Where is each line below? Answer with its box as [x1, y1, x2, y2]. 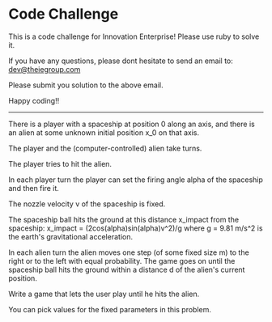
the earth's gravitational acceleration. [8, 231, 134, 241]
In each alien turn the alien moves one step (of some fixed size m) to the [8, 248, 249, 257]
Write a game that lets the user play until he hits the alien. [8, 289, 200, 299]
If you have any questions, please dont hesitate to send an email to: [8, 56, 233, 66]
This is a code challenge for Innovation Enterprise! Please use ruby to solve [8, 32, 260, 41]
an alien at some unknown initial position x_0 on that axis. [8, 127, 200, 138]
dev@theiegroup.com [8, 64, 81, 74]
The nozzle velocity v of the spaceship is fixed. [8, 199, 166, 209]
